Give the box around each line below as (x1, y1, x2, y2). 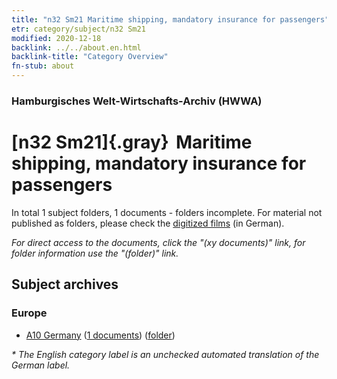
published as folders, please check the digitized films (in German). (11, 217, 285, 229)
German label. (11, 359, 71, 371)
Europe (11, 306, 48, 320)
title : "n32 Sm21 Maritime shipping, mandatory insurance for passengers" (11, 14, 330, 25)
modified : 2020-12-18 (11, 33, 102, 43)
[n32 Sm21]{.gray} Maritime (11, 131, 253, 154)
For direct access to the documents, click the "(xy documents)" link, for (11, 236, 306, 248)
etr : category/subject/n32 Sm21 (11, 24, 146, 34)
